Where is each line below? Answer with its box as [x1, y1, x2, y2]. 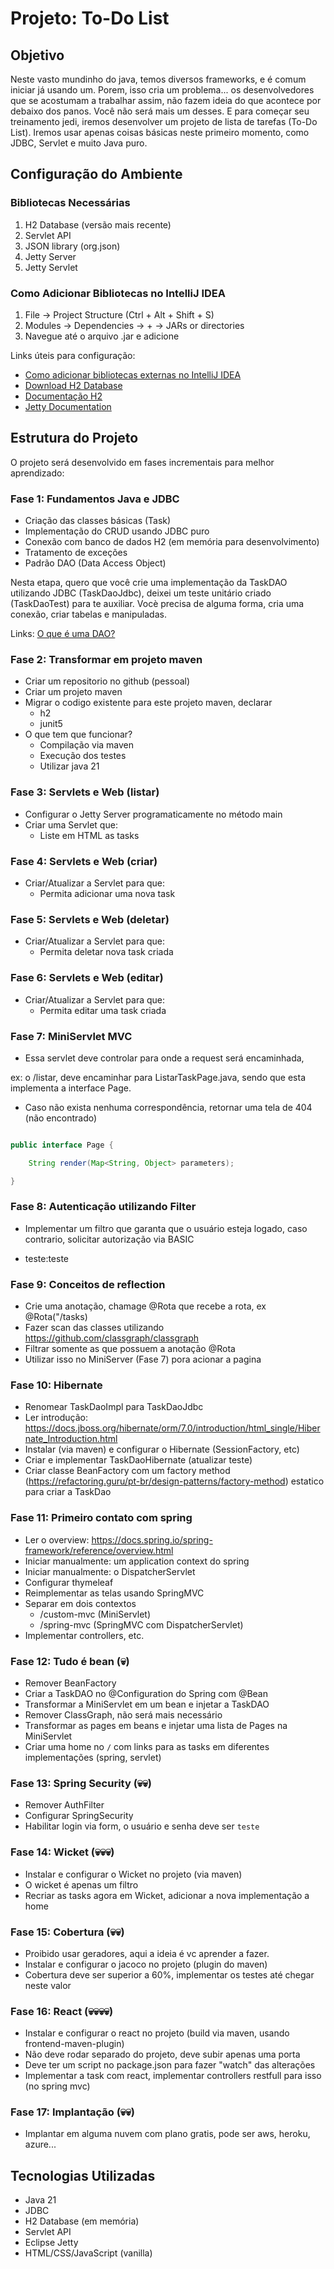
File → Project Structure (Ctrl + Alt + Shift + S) [24, 308, 215, 321]
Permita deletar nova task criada [39, 946, 174, 958]
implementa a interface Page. [10, 1082, 132, 1094]
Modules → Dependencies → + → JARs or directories [24, 319, 245, 331]
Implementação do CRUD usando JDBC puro [24, 525, 210, 537]
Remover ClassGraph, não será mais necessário [24, 1708, 223, 1721]
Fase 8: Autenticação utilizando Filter [10, 1200, 197, 1214]
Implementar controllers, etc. [24, 1629, 145, 1641]
